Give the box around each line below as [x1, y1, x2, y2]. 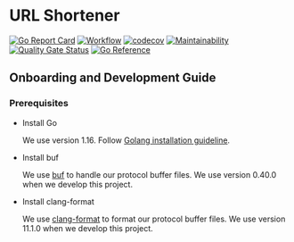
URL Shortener [9, 5, 120, 26]
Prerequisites [9, 97, 69, 110]
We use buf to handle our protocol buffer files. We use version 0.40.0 [21, 169, 277, 179]
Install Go [21, 117, 58, 128]
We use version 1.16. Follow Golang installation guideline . [21, 135, 230, 146]
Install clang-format [21, 196, 95, 206]
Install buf [21, 152, 60, 163]
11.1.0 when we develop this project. [21, 222, 153, 233]
